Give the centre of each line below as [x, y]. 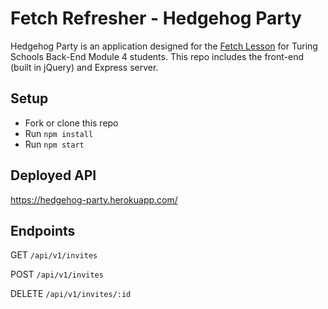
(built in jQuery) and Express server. [84, 67]
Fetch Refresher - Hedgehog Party [156, 18]
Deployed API [53, 175]
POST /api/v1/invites [57, 274]
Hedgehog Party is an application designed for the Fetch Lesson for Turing [164, 46]
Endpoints [43, 230]
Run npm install [59, 133]
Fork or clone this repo [71, 123]
